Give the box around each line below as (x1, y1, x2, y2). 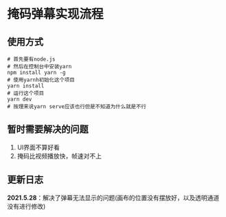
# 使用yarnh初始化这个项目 (7, 76, 76, 83)
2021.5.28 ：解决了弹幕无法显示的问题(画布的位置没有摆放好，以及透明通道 (7, 194, 220, 202)
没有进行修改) (7, 202, 46, 210)
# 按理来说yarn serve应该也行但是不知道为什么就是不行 (7, 103, 146, 110)
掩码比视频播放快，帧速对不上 (16, 152, 102, 160)
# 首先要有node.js (7, 56, 56, 63)
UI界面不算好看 (16, 143, 60, 152)
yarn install (7, 83, 45, 90)
